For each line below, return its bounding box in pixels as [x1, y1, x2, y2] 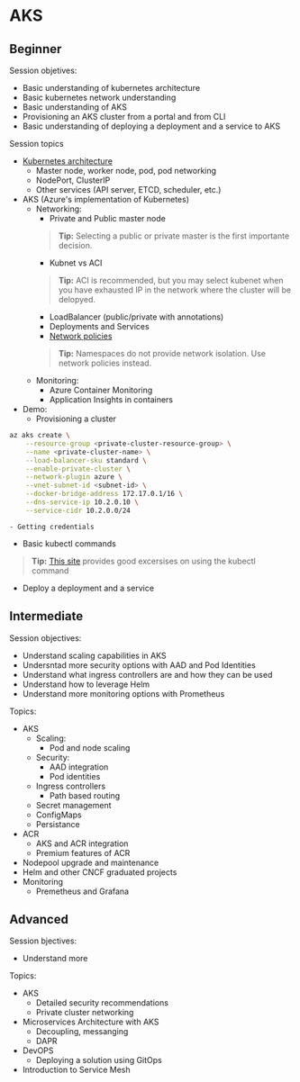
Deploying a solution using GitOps [35, 1055, 162, 1066]
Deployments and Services [49, 321, 150, 331]
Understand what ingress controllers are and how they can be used [22, 669, 273, 680]
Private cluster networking [35, 1007, 134, 1018]
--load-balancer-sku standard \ [25, 455, 147, 464]
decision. [58, 240, 93, 250]
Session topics [9, 139, 65, 149]
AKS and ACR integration [35, 838, 129, 849]
